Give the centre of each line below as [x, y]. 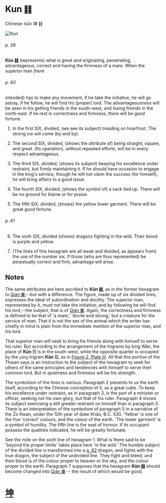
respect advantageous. [36, 154]
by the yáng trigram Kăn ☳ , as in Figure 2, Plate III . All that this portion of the [83, 357]
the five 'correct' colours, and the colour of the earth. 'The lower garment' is [83, 419]
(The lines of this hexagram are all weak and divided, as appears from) [84, 251]
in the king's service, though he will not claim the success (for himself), [85, 174]
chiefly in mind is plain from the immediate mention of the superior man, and [83, 326]
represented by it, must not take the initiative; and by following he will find [81, 305]
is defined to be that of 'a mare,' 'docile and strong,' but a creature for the [80, 316]
